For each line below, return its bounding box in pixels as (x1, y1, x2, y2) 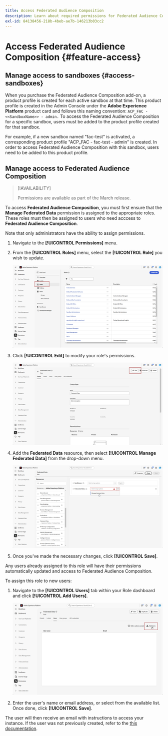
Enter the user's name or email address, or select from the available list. (12, 700, 160, 706)
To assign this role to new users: (5, 578, 72, 584)
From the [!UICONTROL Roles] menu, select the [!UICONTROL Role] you (12, 250, 162, 256)
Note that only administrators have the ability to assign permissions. (5, 230, 145, 236)
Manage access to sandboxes (5, 71, 100, 79)
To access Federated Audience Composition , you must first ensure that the (5, 205, 162, 211)
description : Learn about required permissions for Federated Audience (5, 13, 157, 18)
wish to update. (12, 255, 44, 261)
